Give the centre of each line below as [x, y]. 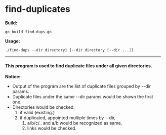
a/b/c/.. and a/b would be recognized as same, [74, 123]
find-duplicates [38, 9]
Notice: [13, 77]
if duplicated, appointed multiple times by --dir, [67, 118]
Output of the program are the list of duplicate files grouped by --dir [82, 86]
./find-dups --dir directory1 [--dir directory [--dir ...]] [69, 50]
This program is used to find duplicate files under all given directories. [79, 66]
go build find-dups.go [28, 32]
